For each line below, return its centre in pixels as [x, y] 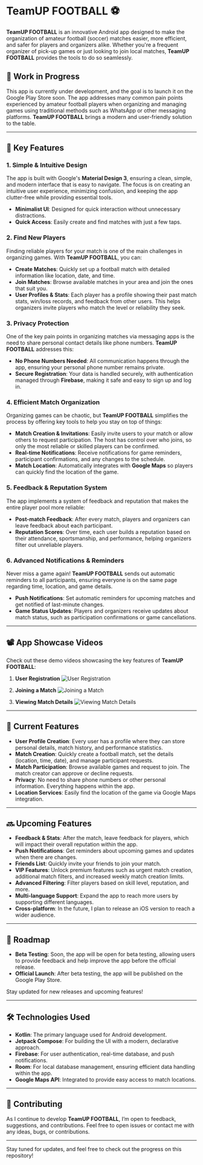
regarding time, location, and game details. [60, 586]
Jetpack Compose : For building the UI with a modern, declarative [97, 1041]
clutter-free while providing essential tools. [60, 198]
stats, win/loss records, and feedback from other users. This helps [98, 301]
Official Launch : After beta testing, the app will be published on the [99, 973]
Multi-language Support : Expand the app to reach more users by [96, 896]
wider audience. [35, 915]
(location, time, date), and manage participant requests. [84, 760]
